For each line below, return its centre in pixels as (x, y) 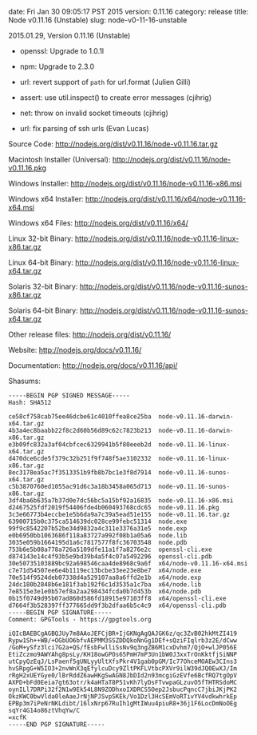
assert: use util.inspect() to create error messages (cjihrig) (116, 98)
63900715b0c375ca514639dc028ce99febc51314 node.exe (98, 521)
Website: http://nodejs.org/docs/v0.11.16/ (75, 350)
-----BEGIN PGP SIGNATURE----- (60, 613)
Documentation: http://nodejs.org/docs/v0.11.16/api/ (93, 366)
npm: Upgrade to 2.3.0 (57, 66)
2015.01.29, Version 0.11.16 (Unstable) (69, 36)
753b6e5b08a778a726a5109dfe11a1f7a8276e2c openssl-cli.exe (111, 549)
